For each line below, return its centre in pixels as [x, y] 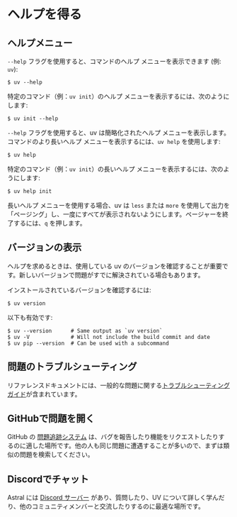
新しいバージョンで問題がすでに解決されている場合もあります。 [111, 274]
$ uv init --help [33, 118]
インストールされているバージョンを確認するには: [80, 290]
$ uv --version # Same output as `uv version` [85, 330]
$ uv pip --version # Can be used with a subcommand [88, 343]
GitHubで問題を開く [51, 419]
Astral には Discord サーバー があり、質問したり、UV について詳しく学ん [113, 498]
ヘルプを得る [45, 15]
